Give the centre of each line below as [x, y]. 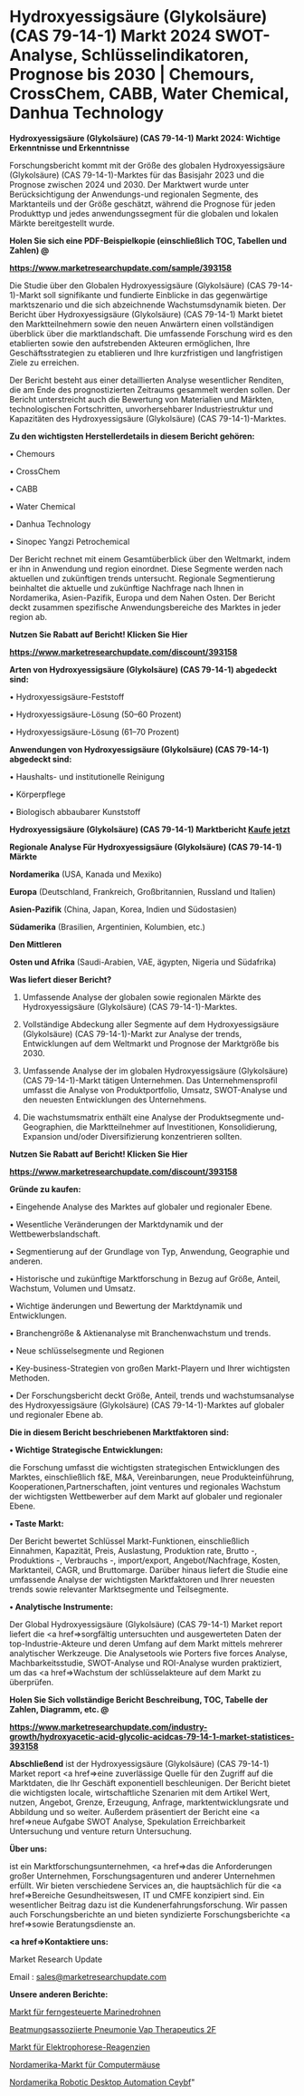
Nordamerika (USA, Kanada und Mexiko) [86, 874]
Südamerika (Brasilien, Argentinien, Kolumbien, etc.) [108, 927]
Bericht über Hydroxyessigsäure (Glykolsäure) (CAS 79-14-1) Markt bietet [146, 314]
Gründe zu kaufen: [45, 1189]
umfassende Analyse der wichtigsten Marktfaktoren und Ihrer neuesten [142, 1579]
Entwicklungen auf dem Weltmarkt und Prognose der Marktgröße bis [151, 1043]
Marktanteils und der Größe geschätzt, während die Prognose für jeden [142, 204]
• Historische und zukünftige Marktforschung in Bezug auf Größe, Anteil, [145, 1278]
